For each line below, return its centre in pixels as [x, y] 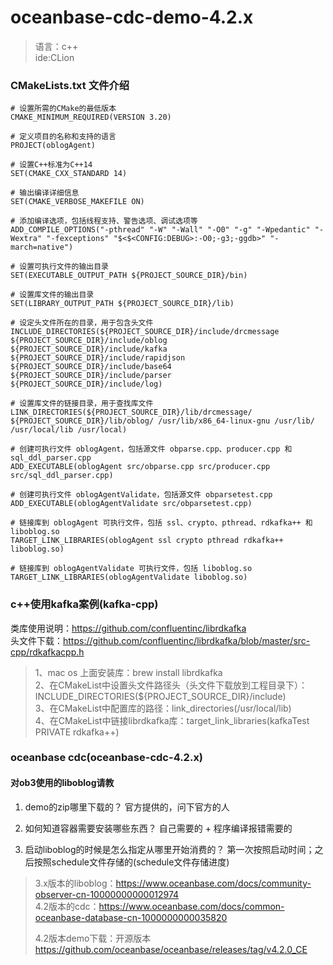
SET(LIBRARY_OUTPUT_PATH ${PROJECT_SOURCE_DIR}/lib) [122, 304]
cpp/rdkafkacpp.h [47, 652]
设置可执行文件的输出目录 [64, 267]
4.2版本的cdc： [67, 906]
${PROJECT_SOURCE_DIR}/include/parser [91, 376]
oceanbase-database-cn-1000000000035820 [131, 917]
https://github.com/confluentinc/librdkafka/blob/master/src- [187, 640]
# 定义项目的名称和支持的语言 [63, 137]
